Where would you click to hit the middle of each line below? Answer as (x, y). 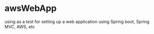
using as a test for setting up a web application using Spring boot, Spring (77, 22)
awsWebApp (31, 8)
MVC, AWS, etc (20, 26)
